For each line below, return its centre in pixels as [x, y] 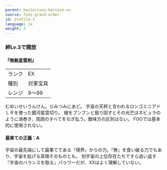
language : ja [19, 24]
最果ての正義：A [22, 138]
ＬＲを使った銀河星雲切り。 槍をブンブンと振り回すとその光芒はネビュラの [83, 113]
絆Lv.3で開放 [21, 47]
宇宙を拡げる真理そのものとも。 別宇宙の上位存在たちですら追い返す [85, 156]
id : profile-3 [20, 19]
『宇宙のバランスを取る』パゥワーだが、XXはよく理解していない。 [74, 162]
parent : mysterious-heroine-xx [38, 10]
